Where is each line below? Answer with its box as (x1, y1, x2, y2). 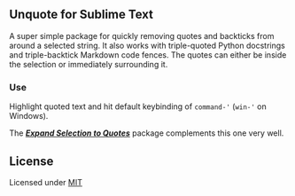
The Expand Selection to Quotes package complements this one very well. (9, 128, 284, 138)
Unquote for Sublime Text (9, 7, 153, 22)
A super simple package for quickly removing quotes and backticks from (9, 30, 275, 41)
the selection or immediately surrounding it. (9, 59, 168, 69)
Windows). (9, 111, 49, 122)
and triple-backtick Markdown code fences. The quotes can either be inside (9, 49, 287, 60)
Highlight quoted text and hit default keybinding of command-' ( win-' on (9, 101, 268, 112)
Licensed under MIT (9, 176, 82, 187)
